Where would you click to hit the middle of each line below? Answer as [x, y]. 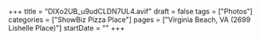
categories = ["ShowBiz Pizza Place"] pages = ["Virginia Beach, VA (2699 [130, 20]
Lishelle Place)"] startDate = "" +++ [67, 28]
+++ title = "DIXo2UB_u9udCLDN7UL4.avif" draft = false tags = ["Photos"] [130, 11]
